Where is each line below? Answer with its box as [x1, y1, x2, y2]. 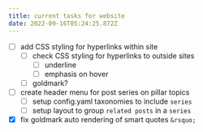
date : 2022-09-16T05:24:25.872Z [8, 19, 118, 28]
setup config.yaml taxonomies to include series [32, 96, 192, 106]
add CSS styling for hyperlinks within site [19, 41, 158, 51]
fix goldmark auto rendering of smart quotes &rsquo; [19, 115, 197, 124]
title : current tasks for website [8, 11, 126, 20]
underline [44, 60, 77, 70]
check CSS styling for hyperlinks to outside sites [32, 50, 195, 61]
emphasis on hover [44, 69, 109, 79]
